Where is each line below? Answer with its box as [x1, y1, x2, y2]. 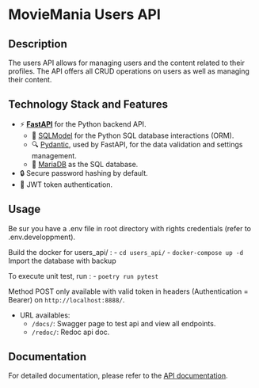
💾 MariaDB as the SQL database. [31, 159, 139, 169]
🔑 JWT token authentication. [19, 180, 113, 189]
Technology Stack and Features [8, 97, 169, 112]
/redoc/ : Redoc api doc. [31, 327, 110, 337]
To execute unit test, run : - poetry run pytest [8, 271, 159, 280]
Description [8, 37, 67, 51]
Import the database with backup [8, 256, 116, 265]
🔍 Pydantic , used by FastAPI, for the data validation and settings [31, 139, 243, 149]
